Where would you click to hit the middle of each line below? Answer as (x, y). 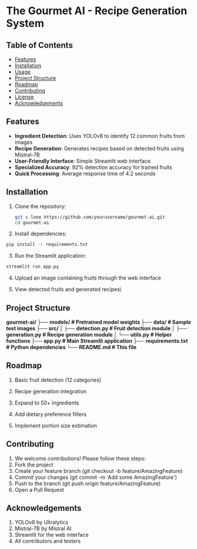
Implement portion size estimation (56, 425)
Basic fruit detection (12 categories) (58, 380)
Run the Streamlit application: (50, 256)
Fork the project (34, 465)
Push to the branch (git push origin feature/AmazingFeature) (88, 483)
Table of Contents (40, 45)
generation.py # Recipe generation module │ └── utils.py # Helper (89, 334)
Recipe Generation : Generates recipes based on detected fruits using (99, 148)
